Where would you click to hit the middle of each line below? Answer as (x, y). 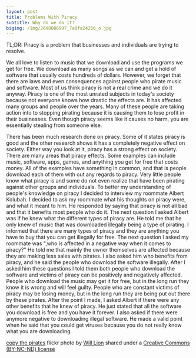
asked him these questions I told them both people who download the (91, 269)
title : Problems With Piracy (42, 17)
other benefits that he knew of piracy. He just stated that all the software (94, 306)
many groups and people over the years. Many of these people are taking (95, 106)
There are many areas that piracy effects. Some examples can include (91, 156)
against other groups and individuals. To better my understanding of (89, 187)
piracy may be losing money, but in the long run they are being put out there (98, 294)
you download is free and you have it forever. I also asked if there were (92, 313)
